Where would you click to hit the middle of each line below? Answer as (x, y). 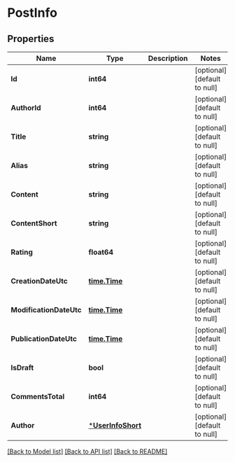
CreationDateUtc (39, 281)
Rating (22, 252)
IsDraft (22, 367)
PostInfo (33, 13)
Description (168, 58)
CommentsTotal (38, 397)
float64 (101, 252)
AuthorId (26, 108)
